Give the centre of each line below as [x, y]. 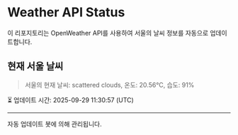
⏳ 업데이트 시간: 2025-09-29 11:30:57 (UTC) [71, 99]
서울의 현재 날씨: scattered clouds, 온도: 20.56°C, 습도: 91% [109, 85]
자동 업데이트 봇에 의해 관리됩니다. [55, 124]
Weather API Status [66, 12]
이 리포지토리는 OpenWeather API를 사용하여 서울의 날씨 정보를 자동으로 [108, 33]
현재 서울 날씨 [35, 66]
